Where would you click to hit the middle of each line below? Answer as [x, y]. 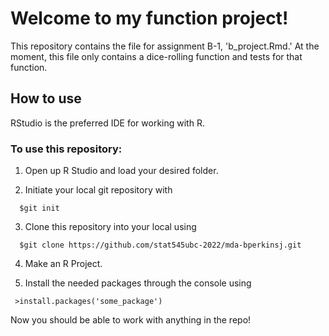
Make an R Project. [63, 264]
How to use [46, 98]
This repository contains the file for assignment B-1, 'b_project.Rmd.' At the [165, 46]
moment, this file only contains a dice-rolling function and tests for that [156, 56]
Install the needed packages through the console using [138, 283]
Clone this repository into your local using [110, 227]
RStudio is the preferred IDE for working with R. [107, 123]
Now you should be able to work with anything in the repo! [131, 320]
